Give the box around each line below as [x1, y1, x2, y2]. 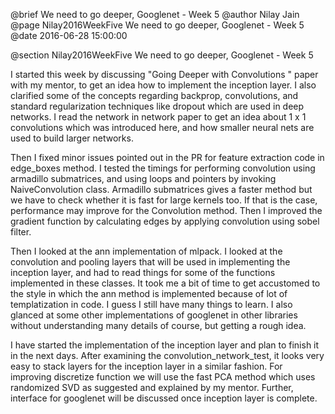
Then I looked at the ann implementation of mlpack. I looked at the [10, 245, 283, 257]
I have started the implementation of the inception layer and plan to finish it [10, 339, 320, 351]
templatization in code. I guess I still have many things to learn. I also [10, 299, 293, 310]
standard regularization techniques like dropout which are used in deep [10, 100, 305, 112]
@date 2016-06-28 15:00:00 [10, 30, 128, 41]
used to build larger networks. [10, 132, 134, 144]
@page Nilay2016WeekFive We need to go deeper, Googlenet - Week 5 [10, 19, 305, 31]
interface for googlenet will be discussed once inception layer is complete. [10, 392, 318, 404]
